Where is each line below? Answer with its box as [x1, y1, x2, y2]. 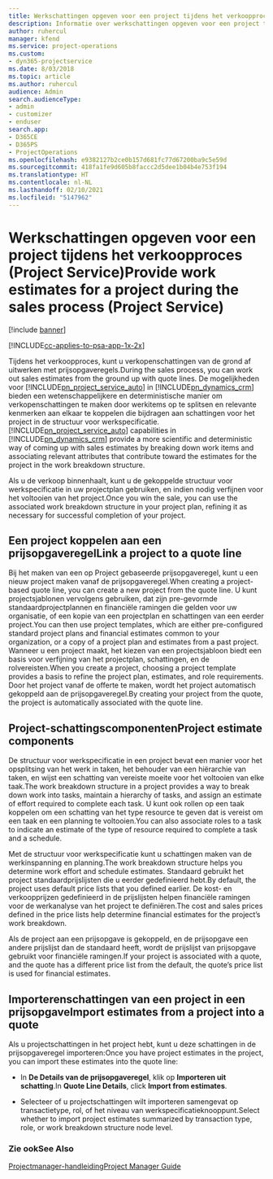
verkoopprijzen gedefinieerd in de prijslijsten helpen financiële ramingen [8, 893, 250, 902]
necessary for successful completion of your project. [8, 510, 186, 520]
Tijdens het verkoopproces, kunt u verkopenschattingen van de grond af [8, 356, 252, 366]
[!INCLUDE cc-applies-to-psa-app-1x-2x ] [8, 340, 145, 350]
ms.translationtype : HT [8, 171, 89, 179]
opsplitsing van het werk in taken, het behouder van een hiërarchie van [8, 764, 246, 774]
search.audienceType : [8, 95, 82, 103]
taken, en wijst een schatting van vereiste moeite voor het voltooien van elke [8, 773, 265, 783]
